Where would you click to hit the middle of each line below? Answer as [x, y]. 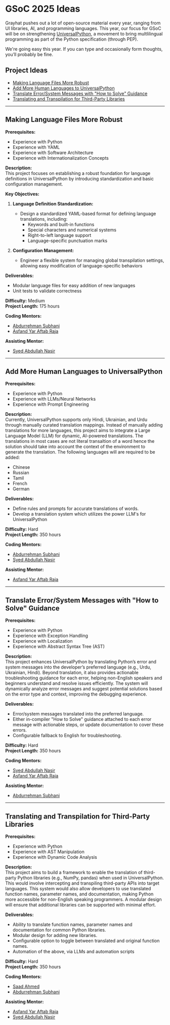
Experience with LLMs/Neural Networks [54, 399]
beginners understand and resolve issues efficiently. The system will [77, 683]
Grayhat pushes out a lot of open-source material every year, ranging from [83, 23]
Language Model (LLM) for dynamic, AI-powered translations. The [74, 436]
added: [13, 458]
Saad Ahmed [26, 986]
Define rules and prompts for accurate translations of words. [76, 508]
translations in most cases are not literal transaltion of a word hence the [80, 441]
